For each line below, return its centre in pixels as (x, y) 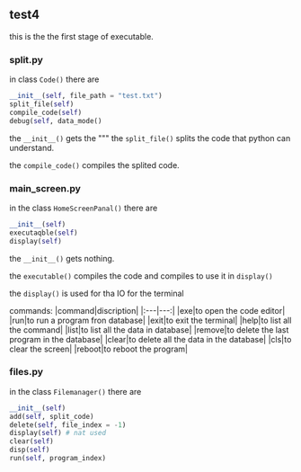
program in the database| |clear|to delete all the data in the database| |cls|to (150, 339)
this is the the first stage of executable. (82, 36)
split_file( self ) (42, 104)
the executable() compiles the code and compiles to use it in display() (141, 276)
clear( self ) (31, 441)
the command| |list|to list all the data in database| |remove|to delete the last (149, 330)
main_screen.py (45, 188)
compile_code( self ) (46, 112)
